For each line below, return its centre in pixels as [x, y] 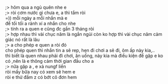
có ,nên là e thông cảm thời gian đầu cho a [50, 61]
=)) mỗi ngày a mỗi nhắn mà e [36, 18]
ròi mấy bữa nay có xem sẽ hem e [40, 72]
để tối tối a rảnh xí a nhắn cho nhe [41, 23]
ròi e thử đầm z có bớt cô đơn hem [41, 77]
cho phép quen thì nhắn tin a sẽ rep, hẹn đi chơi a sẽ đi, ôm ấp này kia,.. [80, 50]
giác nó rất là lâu [22, 39]
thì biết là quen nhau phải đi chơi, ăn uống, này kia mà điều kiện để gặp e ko [84, 56]
